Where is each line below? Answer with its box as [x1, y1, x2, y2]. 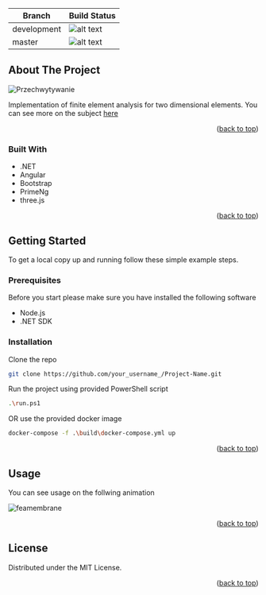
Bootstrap [19, 179, 52, 188]
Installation [8, 337, 53, 348]
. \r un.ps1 [8, 400, 41, 408]
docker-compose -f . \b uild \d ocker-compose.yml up [8, 429, 176, 438]
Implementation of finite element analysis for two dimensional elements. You [8, 99, 258, 110]
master [12, 37, 38, 47]
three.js [19, 195, 45, 205]
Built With [8, 143, 48, 154]
